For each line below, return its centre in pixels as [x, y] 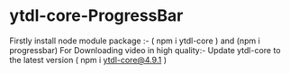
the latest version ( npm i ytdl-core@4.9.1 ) [88, 60]
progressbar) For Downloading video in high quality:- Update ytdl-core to [145, 50]
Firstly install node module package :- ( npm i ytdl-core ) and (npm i [135, 41]
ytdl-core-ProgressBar [96, 16]
